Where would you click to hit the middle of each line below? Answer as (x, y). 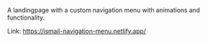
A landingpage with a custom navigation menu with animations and (104, 10)
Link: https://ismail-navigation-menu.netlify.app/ (77, 31)
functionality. (26, 17)
